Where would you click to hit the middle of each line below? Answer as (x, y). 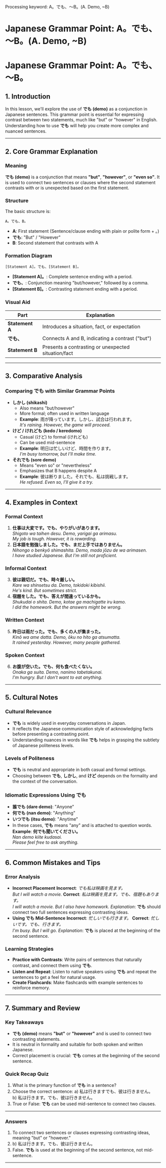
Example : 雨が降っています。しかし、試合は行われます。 (77, 419)
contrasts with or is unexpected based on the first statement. (67, 188)
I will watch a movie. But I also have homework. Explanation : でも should (86, 907)
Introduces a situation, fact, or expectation (91, 326)
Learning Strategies (29, 949)
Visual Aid (18, 302)
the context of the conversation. (45, 781)
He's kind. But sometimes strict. (45, 591)
